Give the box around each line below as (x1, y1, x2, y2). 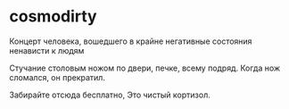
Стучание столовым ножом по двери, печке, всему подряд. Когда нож (9, 63, 281, 73)
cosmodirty (9, 6, 97, 27)
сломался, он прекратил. (9, 71, 105, 82)
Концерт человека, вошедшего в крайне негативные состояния (9, 36, 252, 46)
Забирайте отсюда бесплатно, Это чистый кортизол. (9, 89, 211, 100)
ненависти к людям (9, 45, 85, 55)
